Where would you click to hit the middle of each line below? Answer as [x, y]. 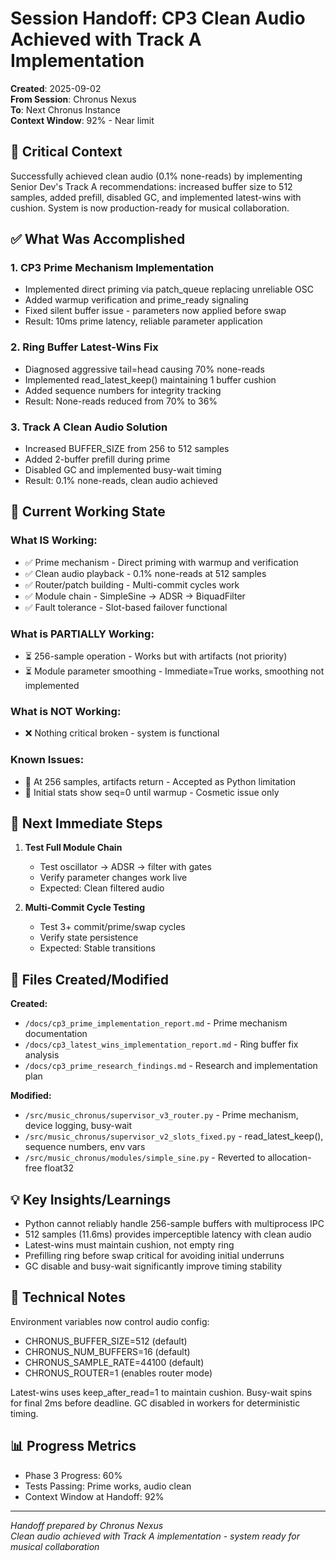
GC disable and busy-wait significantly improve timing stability [153, 1266]
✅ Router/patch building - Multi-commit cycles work [132, 584]
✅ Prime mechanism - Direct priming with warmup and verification [161, 562]
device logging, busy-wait [78, 1126]
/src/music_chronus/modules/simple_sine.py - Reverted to [145, 1158]
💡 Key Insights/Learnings [91, 1199]
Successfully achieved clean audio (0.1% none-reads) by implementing [156, 176]
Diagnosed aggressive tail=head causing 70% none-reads [144, 369]
